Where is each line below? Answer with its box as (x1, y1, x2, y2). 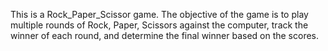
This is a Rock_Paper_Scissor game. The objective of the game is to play (10, 9, 309, 20)
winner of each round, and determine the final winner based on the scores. (10, 30, 320, 41)
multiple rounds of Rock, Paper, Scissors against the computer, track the (10, 19, 309, 31)
